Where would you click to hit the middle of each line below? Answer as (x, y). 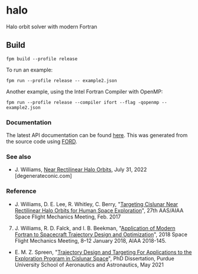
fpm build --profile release (42, 59)
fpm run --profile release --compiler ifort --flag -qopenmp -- (87, 102)
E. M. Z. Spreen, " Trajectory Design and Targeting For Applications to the (103, 252)
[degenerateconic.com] (43, 176)
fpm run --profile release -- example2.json (62, 80)
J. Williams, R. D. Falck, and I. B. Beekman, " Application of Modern (95, 228)
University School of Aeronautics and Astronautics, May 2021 (89, 265)
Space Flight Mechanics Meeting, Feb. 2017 (67, 217)
